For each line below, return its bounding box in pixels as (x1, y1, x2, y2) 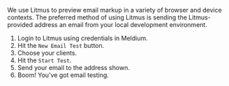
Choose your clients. (17, 49, 77, 57)
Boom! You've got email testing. (17, 71, 110, 79)
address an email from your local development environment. (34, 21, 207, 28)
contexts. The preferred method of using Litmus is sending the (7, 13, 187, 21)
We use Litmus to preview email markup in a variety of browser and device (7, 6, 222, 14)
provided (7, 21, 34, 28)
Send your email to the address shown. (17, 64, 131, 71)
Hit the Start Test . (17, 56, 72, 64)
